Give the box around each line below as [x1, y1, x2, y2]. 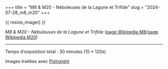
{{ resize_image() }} [5, 19, 46, 25]
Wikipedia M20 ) [5, 34, 38, 40]
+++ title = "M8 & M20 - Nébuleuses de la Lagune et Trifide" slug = [5, 4, 144, 10]
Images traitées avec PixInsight [5, 58, 69, 64]
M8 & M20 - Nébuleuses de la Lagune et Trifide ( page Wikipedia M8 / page [5, 29, 158, 34]
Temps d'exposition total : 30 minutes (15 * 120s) [5, 48, 106, 54]
